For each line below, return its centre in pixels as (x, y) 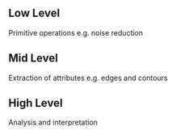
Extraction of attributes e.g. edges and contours (88, 78)
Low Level (34, 13)
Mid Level (33, 59)
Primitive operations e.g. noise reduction (76, 32)
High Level (36, 103)
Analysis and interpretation (53, 122)
